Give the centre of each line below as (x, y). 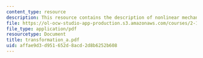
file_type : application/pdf (42, 29)
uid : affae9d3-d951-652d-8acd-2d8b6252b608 (62, 46)
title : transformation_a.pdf (43, 40)
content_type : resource (36, 12)
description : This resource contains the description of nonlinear (93, 18)
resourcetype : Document (36, 34)
